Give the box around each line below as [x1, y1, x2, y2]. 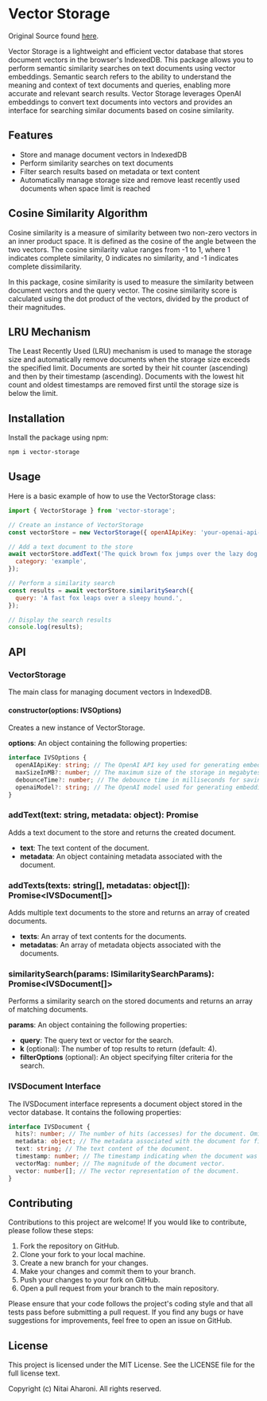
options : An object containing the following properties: [8, 739, 188, 748]
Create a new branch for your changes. [19, 1258, 149, 1268]
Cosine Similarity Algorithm [8, 207, 149, 220]
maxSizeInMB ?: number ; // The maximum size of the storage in [15, 768, 226, 776]
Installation [8, 411, 65, 425]
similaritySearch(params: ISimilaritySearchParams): [8, 968, 215, 979]
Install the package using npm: [8, 433, 109, 442]
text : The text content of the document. [19, 843, 149, 852]
